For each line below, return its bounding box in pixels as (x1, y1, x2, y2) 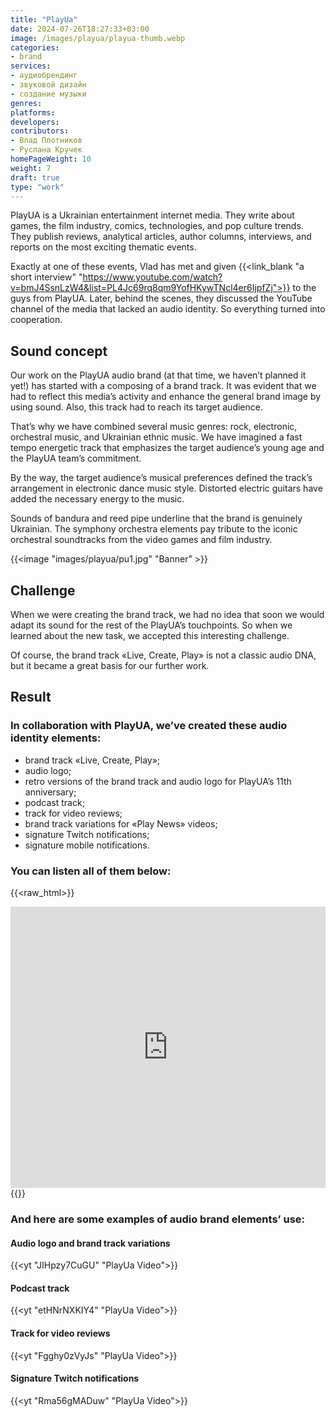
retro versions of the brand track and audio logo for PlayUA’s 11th (24, 775, 292, 787)
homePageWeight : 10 (10, 154, 92, 164)
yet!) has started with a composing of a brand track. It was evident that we (10, 380, 317, 392)
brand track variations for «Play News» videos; (24, 817, 218, 830)
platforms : (10, 107, 56, 118)
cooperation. (10, 314, 63, 326)
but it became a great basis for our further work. (10, 660, 210, 671)
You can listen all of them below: (10, 864, 172, 878)
